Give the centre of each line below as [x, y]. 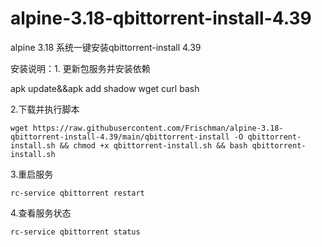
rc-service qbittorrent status [75, 232]
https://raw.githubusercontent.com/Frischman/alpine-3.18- [158, 128]
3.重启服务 [32, 174]
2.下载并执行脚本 [45, 109]
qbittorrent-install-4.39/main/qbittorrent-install [120, 137]
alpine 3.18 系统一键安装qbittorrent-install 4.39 [106, 47]
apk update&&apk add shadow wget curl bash [105, 88]
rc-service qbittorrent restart [77, 193]
